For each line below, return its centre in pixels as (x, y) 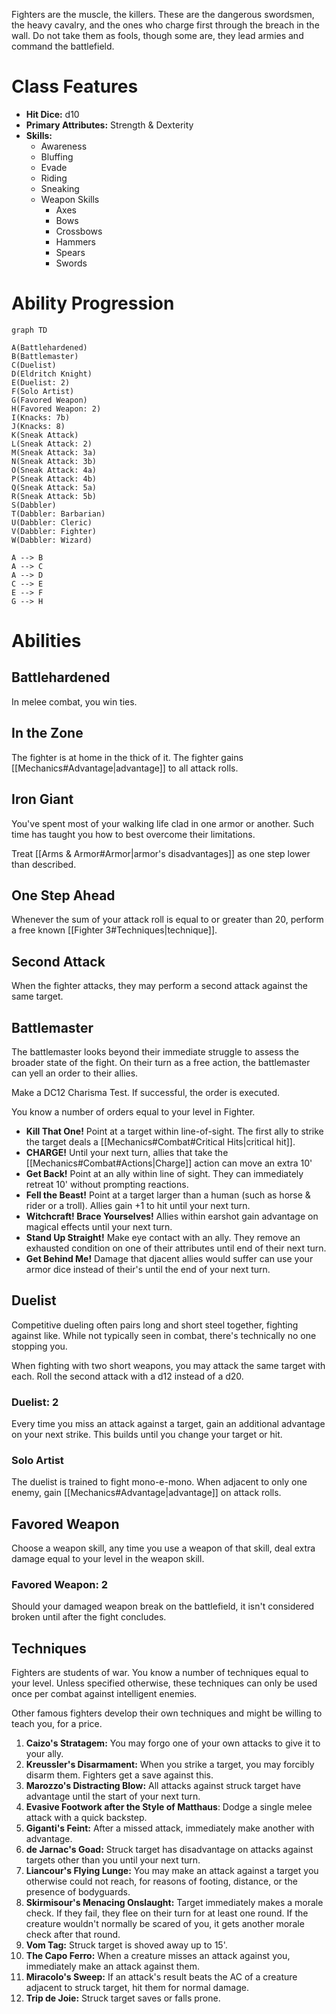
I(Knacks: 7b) (41, 417)
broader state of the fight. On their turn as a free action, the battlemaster (161, 1062)
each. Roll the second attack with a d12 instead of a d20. (127, 1376)
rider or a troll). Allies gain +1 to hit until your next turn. (138, 1205)
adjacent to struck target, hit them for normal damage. (137, 1988)
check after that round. (73, 1935)
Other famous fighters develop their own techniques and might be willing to (167, 1713)
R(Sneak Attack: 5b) (54, 496)
